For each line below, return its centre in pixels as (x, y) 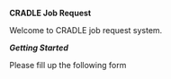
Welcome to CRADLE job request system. (86, 30)
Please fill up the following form (68, 65)
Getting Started (39, 48)
